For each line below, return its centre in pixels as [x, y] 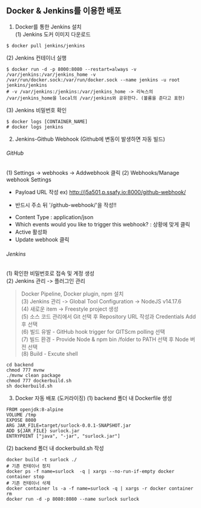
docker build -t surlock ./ [42, 460]
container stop [25, 477]
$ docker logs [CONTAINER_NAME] [47, 121]
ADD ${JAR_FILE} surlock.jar [43, 431]
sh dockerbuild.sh [29, 386]
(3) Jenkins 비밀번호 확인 [37, 110]
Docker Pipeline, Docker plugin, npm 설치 [72, 294]
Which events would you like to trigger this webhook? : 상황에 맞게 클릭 [103, 225]
